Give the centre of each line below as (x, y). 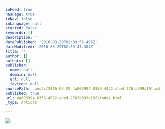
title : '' (16, 51)
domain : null (23, 75)
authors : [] (18, 61)
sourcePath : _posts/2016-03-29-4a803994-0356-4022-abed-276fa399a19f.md (83, 89)
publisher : (17, 65)
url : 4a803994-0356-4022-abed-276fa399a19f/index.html (64, 98)
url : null (20, 79)
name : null (21, 70)
